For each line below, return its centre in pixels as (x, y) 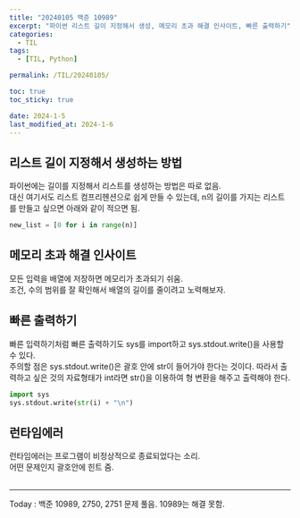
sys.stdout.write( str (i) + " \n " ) (71, 403)
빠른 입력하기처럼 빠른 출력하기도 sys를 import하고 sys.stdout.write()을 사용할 (146, 344)
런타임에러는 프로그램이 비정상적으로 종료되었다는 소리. (105, 456)
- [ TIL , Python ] (47, 59)
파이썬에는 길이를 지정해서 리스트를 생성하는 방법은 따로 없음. (115, 186)
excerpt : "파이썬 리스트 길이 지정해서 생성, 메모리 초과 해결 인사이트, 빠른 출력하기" (150, 26)
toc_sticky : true (42, 99)
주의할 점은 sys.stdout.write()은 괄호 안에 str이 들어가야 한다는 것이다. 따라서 (144, 366)
